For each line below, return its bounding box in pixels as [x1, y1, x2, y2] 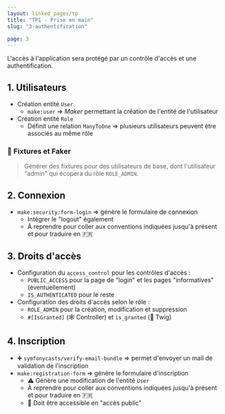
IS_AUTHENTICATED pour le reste [27, 290, 115, 299]
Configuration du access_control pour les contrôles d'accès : [17, 268, 191, 277]
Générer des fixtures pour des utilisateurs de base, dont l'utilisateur [23, 162, 216, 170]
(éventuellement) [27, 283, 76, 291]
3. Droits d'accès [7, 250, 82, 262]
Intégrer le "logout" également [27, 215, 114, 224]
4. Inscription [7, 335, 65, 347]
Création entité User [17, 100, 74, 108]
